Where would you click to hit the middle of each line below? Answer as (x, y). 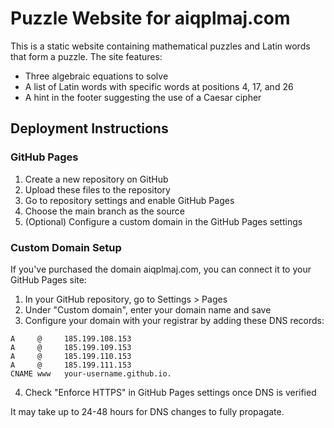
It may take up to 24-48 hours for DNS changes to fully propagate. (147, 411)
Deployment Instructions (89, 128)
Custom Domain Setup (66, 247)
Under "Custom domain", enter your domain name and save (148, 309)
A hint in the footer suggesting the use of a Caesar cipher (143, 97)
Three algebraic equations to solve (96, 76)
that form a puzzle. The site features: (86, 56)
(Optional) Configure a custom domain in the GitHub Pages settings (163, 221)
